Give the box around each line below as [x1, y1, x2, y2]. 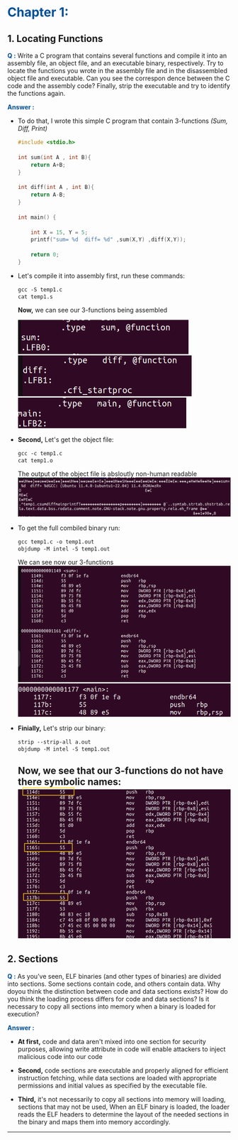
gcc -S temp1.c [17, 286, 63, 293]
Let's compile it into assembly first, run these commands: [17, 271, 186, 280]
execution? [7, 1009, 40, 1018]
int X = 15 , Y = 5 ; [30, 229, 89, 236]
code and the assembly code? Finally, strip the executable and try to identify [7, 82, 230, 89]
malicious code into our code [17, 1052, 103, 1060]
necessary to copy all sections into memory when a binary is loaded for [7, 1002, 216, 1011]
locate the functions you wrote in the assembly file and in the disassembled [7, 67, 228, 75]
